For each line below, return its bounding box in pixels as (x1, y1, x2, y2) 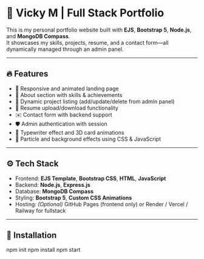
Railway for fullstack (15, 207, 66, 214)
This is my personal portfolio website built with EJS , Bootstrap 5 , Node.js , (6, 26, 192, 33)
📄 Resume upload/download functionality (15, 104, 118, 112)
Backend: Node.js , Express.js (15, 181, 91, 188)
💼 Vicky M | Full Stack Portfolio (6, 6, 165, 20)
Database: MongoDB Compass (15, 187, 94, 195)
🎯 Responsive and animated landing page (15, 85, 119, 92)
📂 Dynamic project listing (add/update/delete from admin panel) (15, 98, 175, 105)
